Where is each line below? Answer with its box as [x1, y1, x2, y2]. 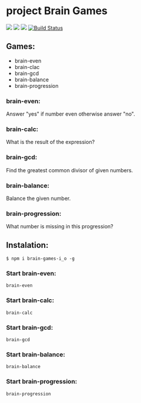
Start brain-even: [6, 269, 57, 277]
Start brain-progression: [6, 378, 78, 386]
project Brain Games [6, 4, 108, 18]
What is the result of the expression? [6, 139, 95, 146]
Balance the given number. [6, 195, 71, 202]
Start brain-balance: [6, 350, 66, 358]
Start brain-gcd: [6, 323, 53, 332]
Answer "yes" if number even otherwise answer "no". [6, 110, 135, 117]
